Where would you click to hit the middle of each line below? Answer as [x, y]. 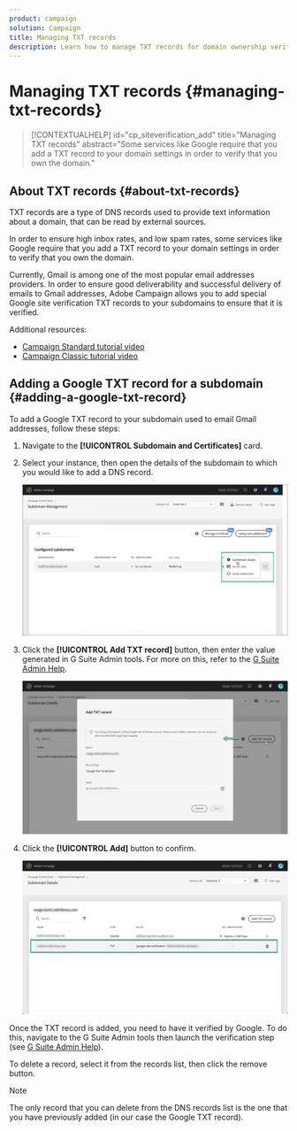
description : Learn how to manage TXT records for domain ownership [138, 47]
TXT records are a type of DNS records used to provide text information [140, 212]
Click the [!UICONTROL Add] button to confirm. [109, 848]
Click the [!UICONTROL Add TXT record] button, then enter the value [148, 650]
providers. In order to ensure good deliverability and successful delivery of [145, 284]
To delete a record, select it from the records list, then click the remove [138, 1064]
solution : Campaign [45, 28]
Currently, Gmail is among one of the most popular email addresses [132, 275]
